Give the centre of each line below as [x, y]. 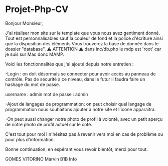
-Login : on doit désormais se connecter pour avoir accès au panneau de [80, 73]
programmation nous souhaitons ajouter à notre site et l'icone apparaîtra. [80, 109]
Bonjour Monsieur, [24, 23]
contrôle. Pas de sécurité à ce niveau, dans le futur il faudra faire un [75, 79]
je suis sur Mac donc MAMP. [35, 54]
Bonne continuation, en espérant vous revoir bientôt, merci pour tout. [76, 149]
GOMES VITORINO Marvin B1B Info [41, 159]
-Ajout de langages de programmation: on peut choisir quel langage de [78, 104]
